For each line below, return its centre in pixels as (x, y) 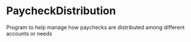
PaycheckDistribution (61, 11)
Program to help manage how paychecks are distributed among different (95, 27)
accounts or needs (29, 33)
